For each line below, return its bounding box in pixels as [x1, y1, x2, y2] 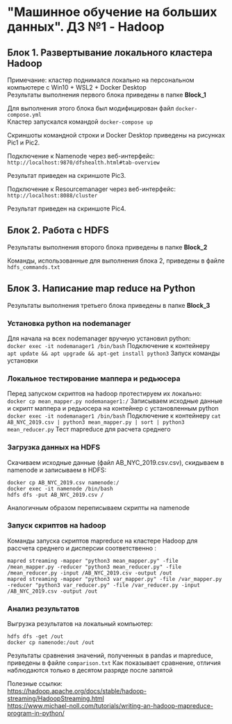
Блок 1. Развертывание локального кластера [7, 47, 213, 58]
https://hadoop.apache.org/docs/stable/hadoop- [7, 687, 147, 696]
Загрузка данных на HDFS [7, 443, 101, 452]
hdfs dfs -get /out [7, 633, 64, 640]
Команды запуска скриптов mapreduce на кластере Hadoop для [7, 536, 198, 545]
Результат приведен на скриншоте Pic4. [7, 204, 126, 213]
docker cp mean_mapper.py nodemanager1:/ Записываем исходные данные [7, 397, 223, 405]
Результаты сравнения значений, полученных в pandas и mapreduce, [7, 651, 213, 660]
